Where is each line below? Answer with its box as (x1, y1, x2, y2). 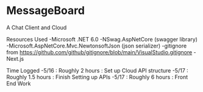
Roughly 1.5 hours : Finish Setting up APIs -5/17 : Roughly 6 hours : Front (6, 73, 188, 80)
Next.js (6, 55, 24, 62)
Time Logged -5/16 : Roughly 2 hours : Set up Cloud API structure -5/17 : (6, 66, 189, 74)
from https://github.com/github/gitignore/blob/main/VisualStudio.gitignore (6, 48, 193, 55)
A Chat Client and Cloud (6, 24, 67, 31)
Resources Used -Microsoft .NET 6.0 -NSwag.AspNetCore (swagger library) (6, 35, 198, 43)
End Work (6, 80, 31, 87)
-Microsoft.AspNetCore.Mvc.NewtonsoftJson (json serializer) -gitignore (6, 42, 187, 49)
